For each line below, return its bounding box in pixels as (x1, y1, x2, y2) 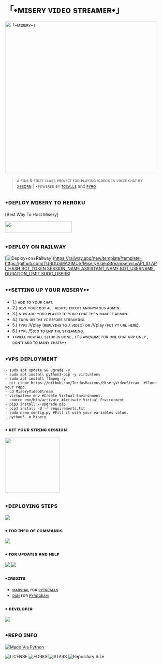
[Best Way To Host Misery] (5, 211, 59, 217)
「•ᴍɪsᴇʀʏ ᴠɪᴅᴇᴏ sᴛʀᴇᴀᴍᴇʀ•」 (5, 4, 124, 16)
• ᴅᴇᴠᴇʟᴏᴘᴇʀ (5, 605, 33, 612)
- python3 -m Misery (5, 414, 47, 419)
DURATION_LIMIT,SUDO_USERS (5, 271, 69, 276)
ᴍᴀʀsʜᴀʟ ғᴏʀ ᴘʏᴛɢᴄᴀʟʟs (12, 587, 59, 592)
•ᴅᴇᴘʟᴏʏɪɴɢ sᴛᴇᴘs (5, 502, 58, 510)
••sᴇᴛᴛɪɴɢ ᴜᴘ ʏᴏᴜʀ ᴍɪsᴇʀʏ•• (5, 286, 89, 294)
